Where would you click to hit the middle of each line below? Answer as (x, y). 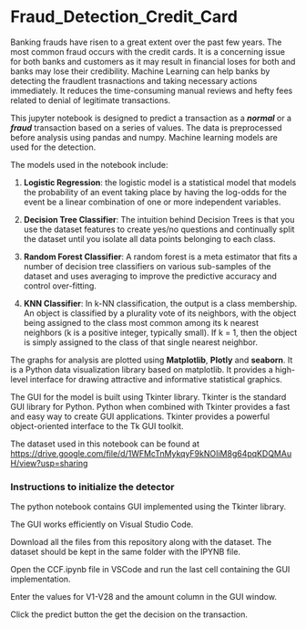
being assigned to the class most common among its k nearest (141, 322)
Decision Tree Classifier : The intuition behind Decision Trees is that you (159, 219)
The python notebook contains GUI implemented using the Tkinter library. (148, 507)
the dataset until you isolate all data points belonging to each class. (149, 238)
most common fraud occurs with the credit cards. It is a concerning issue (148, 51)
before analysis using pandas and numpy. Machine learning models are (144, 137)
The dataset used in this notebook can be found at (105, 444)
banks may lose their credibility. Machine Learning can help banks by (140, 71)
